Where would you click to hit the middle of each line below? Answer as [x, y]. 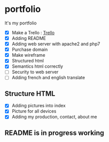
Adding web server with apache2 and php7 [56, 44]
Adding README [29, 38]
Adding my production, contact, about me [54, 117]
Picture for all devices [34, 111]
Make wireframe [28, 55]
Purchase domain [30, 50]
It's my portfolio [21, 23]
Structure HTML [30, 93]
